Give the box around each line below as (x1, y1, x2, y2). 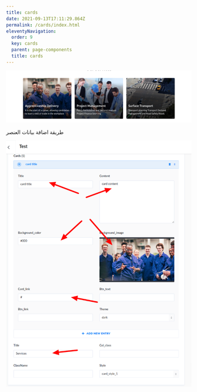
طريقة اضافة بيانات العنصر (6, 129, 64, 136)
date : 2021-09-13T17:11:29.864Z (6, 15, 85, 22)
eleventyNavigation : (6, 28, 57, 34)
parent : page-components (11, 47, 72, 53)
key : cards (11, 41, 38, 47)
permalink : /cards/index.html (6, 22, 81, 28)
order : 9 (11, 34, 33, 41)
